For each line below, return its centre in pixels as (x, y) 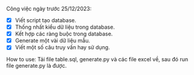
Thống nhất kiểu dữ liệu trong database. (65, 27)
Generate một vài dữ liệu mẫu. (53, 41)
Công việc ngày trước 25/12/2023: (49, 9)
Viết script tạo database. (46, 20)
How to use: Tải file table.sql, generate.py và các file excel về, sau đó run (97, 59)
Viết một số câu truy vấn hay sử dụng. (62, 47)
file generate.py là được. (37, 66)
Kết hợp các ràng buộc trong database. (64, 34)
